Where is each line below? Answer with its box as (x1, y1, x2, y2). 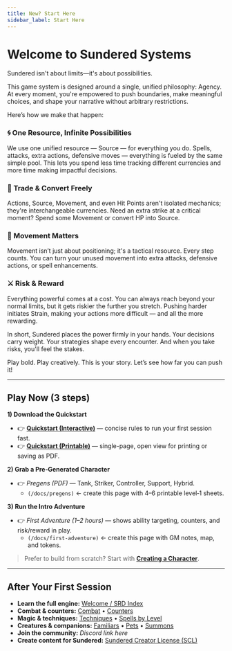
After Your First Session (7, 581, 112, 593)
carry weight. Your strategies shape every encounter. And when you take (7, 337, 215, 346)
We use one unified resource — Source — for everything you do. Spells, (7, 143, 212, 152)
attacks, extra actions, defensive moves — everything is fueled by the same (7, 151, 223, 159)
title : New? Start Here (7, 10, 76, 17)
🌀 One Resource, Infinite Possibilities (7, 128, 133, 138)
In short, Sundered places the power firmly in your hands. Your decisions (7, 330, 215, 338)
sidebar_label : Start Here (7, 17, 85, 24)
